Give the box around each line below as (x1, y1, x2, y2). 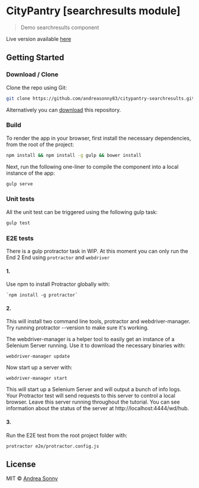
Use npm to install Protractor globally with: (6, 281, 110, 288)
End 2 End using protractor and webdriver (6, 254, 110, 261)
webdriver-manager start (6, 376, 68, 382)
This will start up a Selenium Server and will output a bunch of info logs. (6, 386, 182, 393)
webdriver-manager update (6, 354, 70, 360)
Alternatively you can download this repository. (6, 106, 121, 114)
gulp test (6, 220, 31, 226)
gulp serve (6, 181, 33, 187)
